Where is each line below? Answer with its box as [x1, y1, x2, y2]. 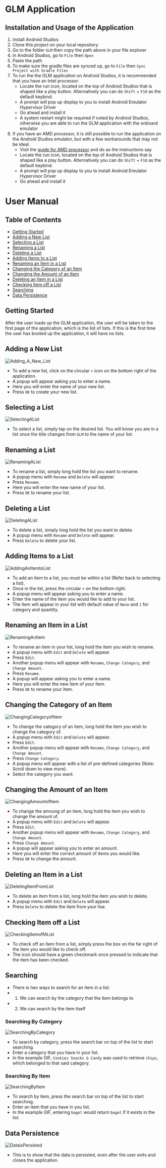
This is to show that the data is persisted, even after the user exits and [12, 1152, 156, 1158]
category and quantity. [12, 606, 59, 613]
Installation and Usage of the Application [5, 23, 134, 32]
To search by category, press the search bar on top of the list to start [12, 1039, 154, 1045]
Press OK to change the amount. [12, 856, 77, 862]
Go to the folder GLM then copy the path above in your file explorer [12, 47, 147, 53]
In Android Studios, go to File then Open [12, 52, 94, 58]
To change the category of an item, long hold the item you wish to [12, 723, 147, 730]
